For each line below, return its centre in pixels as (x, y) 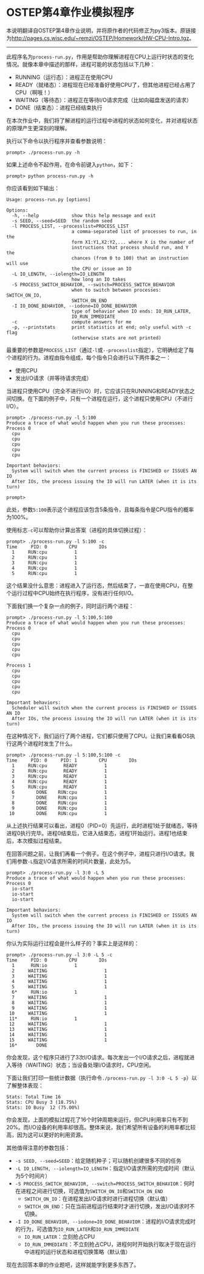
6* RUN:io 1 (45, 992)
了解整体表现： (25, 1085)
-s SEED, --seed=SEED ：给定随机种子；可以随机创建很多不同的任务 (98, 1160)
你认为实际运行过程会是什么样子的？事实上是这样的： (73, 943)
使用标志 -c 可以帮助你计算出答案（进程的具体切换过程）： (77, 530)
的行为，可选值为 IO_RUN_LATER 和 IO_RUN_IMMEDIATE (77, 1229)
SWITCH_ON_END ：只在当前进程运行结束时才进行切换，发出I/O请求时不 (110, 1206)
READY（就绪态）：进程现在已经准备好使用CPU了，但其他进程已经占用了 (105, 84)
